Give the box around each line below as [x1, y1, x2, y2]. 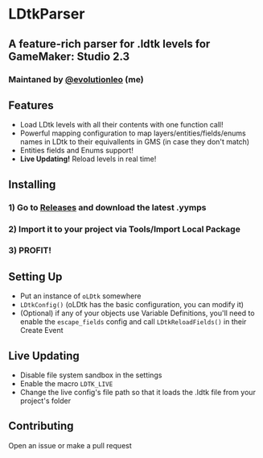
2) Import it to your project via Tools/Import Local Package [8, 223, 241, 235]
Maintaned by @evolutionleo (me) [8, 73, 144, 85]
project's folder [19, 396, 72, 406]
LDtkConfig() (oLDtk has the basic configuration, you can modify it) [19, 300, 244, 310]
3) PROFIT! [8, 245, 52, 256]
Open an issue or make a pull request [8, 440, 133, 450]
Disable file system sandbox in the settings [19, 370, 162, 380]
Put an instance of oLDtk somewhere [19, 291, 142, 301]
